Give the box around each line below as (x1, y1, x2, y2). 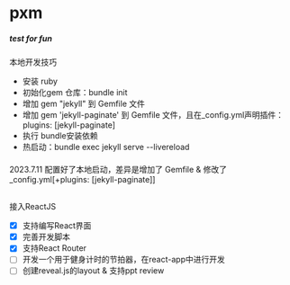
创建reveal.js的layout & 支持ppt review (22, 265, 165, 276)
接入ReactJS (9, 201, 57, 212)
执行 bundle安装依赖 (22, 130, 98, 141)
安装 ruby (22, 76, 59, 87)
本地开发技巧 (9, 57, 57, 67)
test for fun (9, 32, 52, 43)
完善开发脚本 (22, 232, 70, 243)
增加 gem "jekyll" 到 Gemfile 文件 (22, 98, 146, 110)
